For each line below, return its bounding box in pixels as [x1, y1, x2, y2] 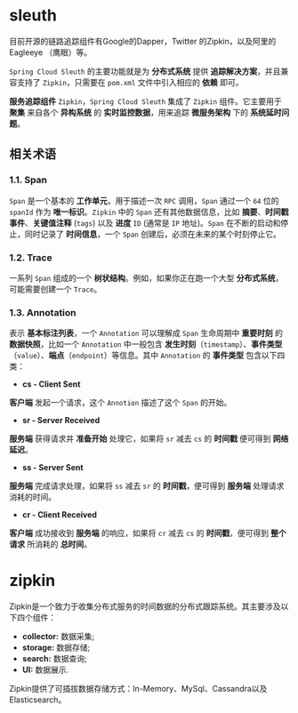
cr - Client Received [21, 509, 98, 520]
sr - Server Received [21, 415, 101, 426]
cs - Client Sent [21, 379, 81, 389]
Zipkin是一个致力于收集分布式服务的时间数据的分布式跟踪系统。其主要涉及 [9, 601, 282, 612]
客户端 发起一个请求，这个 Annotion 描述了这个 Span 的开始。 [9, 397, 232, 408]
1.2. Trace [9, 251, 52, 263]
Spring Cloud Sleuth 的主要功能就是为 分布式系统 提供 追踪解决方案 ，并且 [9, 66, 281, 76]
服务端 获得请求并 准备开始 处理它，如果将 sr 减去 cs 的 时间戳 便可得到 [9, 433, 271, 445]
